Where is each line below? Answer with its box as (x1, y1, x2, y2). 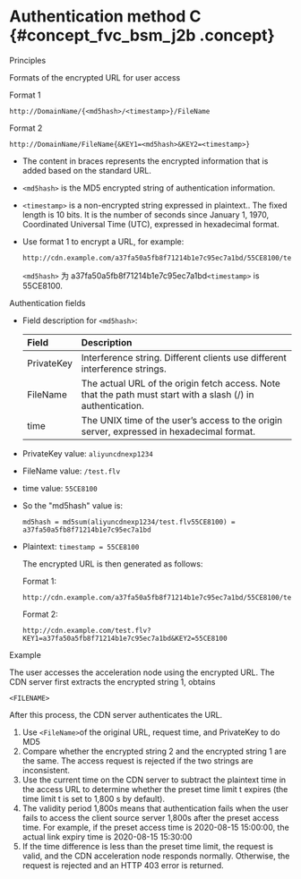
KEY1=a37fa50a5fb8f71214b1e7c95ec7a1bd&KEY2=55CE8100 (21, 634, 228, 643)
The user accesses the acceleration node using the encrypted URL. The (9, 667, 275, 678)
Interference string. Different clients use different (81, 351, 287, 363)
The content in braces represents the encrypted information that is (21, 155, 269, 166)
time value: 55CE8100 (21, 482, 98, 493)
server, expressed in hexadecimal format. (81, 425, 256, 438)
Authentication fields (9, 297, 86, 308)
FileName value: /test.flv (21, 465, 121, 476)
